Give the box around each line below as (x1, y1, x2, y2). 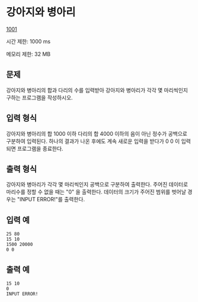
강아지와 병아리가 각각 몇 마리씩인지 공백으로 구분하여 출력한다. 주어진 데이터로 (6, 181, 189, 188)
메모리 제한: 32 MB (6, 50, 51, 57)
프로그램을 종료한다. (17, 145, 63, 152)
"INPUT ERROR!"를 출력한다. (17, 196, 85, 203)
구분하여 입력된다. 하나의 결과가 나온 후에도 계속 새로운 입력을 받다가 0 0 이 (6, 138, 180, 145)
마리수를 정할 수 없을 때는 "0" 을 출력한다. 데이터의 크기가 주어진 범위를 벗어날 (6, 188, 187, 195)
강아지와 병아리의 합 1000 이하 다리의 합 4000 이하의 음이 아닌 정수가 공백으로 (6, 130, 188, 137)
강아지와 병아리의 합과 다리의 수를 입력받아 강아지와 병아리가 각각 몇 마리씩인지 (6, 86, 189, 94)
